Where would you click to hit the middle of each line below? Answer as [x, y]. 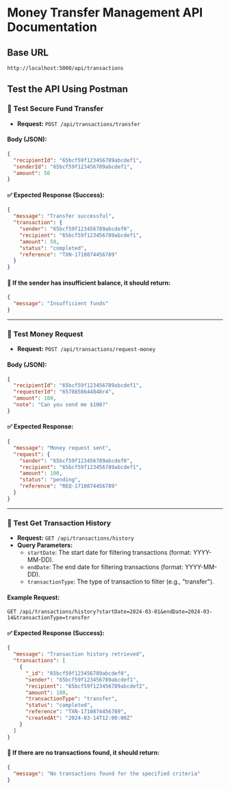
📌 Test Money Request [45, 334]
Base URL [28, 52]
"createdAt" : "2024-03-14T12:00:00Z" [79, 718]
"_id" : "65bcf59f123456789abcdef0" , [77, 673]
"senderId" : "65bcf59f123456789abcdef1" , [73, 167]
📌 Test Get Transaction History [59, 523]
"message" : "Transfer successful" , [64, 216]
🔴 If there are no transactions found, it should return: [83, 753]
